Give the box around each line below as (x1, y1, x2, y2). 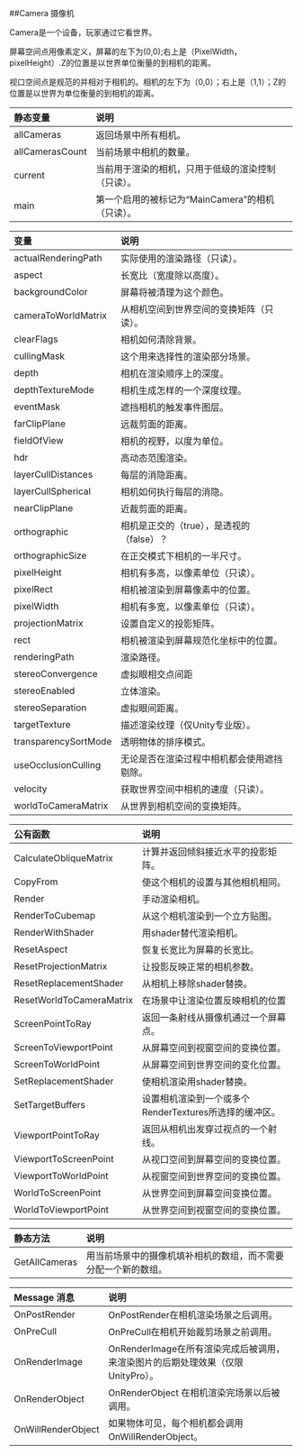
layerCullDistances (13, 468, 93, 480)
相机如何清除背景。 (120, 334, 202, 345)
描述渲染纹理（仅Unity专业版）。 (120, 719, 256, 731)
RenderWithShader (13, 927, 94, 938)
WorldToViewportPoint (13, 1203, 110, 1215)
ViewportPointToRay (13, 1130, 101, 1141)
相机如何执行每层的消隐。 (120, 486, 229, 498)
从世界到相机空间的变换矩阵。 (120, 801, 247, 812)
